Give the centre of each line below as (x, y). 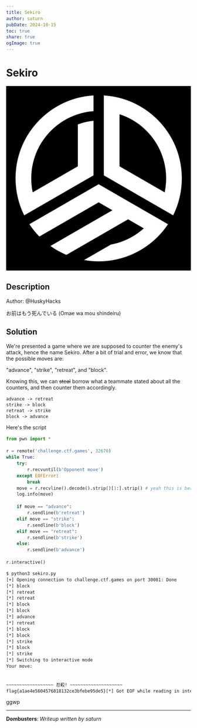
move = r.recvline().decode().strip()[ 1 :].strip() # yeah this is (99, 488)
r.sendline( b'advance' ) (56, 550)
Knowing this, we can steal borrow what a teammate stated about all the (93, 381)
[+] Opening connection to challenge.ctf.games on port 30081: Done (91, 580)
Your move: (19, 667)
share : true (21, 37)
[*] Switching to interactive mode (50, 660)
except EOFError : (38, 476)
